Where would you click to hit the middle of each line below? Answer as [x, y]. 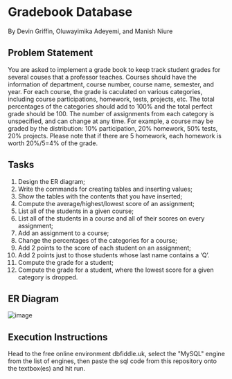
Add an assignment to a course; [63, 233]
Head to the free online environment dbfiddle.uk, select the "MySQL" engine [117, 354]
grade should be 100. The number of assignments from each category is [111, 113]
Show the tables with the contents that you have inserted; [100, 196]
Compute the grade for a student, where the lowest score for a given [116, 270]
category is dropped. [48, 277]
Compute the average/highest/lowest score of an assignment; [106, 203]
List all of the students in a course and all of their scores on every [111, 218]
